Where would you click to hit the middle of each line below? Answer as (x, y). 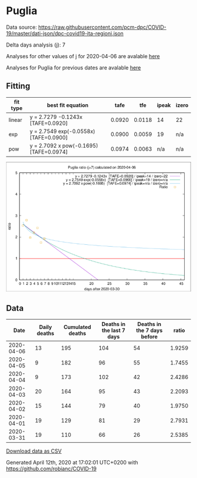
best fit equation (68, 105)
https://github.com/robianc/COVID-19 (51, 469)
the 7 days (149, 330)
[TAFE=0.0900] (49, 137)
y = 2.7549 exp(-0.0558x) (62, 131)
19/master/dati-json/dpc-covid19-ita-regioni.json (65, 33)
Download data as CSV (34, 451)
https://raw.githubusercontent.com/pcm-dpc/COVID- (102, 27)
